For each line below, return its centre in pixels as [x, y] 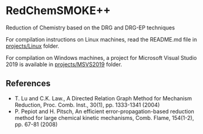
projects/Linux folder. [32, 46]
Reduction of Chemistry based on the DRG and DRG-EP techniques [90, 28]
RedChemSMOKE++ [58, 11]
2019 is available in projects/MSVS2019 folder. [64, 64]
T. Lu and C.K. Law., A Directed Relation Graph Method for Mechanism [103, 98]
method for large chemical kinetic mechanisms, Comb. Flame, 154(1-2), [104, 117]
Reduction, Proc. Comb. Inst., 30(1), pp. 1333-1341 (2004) [87, 105]
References [28, 84]
